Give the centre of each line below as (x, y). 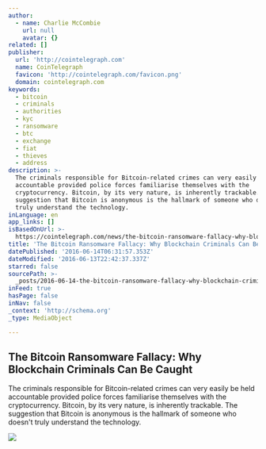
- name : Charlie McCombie (58, 23)
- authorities (38, 112)
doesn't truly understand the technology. (75, 422)
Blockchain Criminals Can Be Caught (101, 369)
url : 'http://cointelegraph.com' (70, 60)
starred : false (33, 267)
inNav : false (30, 303)
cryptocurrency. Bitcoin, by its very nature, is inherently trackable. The (123, 405)
